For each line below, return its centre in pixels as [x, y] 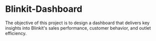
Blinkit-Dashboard [44, 9]
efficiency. [16, 33]
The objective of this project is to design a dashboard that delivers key [78, 23]
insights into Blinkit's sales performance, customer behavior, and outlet [78, 28]
